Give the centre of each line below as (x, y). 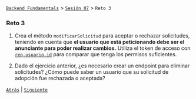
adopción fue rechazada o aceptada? (60, 78)
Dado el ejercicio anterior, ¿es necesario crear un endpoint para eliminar (102, 66)
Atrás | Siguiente (27, 90)
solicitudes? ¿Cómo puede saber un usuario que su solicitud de (92, 72)
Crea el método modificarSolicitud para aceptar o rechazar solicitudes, (102, 36)
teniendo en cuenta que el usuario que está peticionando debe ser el (99, 42)
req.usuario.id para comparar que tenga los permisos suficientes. (96, 54)
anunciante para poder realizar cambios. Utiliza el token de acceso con (102, 48)
